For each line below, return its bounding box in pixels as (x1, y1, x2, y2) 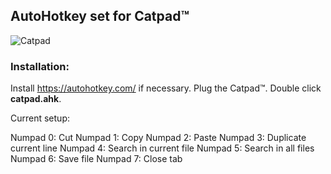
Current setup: (10, 112, 70, 124)
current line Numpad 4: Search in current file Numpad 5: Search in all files (10, 142, 315, 154)
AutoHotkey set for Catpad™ (10, 8, 190, 25)
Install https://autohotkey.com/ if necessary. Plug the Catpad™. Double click (10, 82, 322, 94)
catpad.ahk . (10, 93, 62, 105)
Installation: (10, 59, 70, 73)
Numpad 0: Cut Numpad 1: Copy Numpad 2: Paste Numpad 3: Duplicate (10, 132, 307, 144)
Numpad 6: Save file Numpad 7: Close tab (10, 153, 183, 165)
